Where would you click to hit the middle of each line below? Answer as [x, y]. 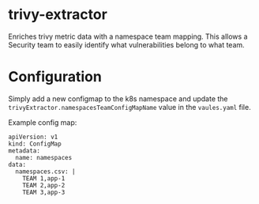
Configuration [55, 77]
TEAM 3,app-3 [44, 192]
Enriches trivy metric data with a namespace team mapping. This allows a [128, 36]
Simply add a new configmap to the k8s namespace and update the [118, 98]
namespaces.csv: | [46, 172]
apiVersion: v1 [33, 137]
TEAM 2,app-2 [44, 185]
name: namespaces [44, 157]
